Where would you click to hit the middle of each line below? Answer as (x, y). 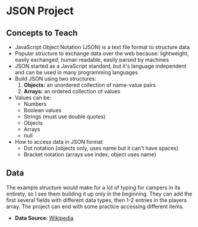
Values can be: (33, 97)
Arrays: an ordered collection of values (72, 91)
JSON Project (40, 11)
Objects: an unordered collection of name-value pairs (90, 85)
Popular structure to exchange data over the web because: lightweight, (102, 53)
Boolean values (43, 110)
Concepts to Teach (42, 33)
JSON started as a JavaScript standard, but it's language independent (100, 66)
